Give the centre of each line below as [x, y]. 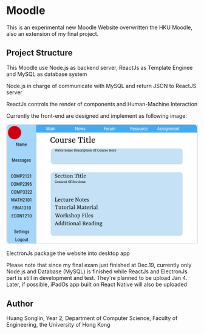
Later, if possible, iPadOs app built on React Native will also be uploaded [97, 285]
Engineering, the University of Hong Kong [58, 325]
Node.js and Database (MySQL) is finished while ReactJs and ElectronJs [97, 271]
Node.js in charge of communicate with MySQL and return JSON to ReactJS [101, 86]
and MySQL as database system [47, 74]
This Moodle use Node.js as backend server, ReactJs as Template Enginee [100, 67]
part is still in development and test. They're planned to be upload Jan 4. [97, 278]
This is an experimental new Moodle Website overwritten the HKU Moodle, [100, 27]
